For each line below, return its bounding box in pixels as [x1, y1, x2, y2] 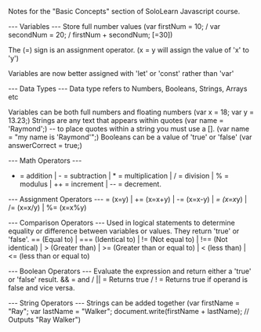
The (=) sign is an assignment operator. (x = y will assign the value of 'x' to [8, 45, 249, 54]
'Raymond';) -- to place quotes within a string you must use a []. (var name [8, 125, 249, 133]
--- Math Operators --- [8, 156, 82, 165]
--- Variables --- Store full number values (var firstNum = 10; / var [8, 22, 221, 31]
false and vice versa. [8, 283, 76, 292]
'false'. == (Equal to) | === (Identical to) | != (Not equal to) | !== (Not [8, 235, 228, 244]
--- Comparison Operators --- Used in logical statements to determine [8, 218, 235, 227]
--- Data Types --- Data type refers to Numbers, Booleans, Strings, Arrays [8, 84, 248, 93]
